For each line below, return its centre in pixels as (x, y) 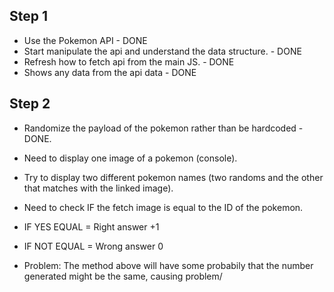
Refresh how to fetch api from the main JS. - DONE (129, 61)
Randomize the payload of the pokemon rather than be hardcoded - (163, 128)
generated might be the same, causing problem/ (123, 276)
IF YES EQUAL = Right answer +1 (91, 226)
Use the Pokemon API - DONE (85, 40)
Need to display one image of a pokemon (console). (130, 158)
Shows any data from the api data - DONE (110, 72)
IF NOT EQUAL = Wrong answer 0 (93, 246)
